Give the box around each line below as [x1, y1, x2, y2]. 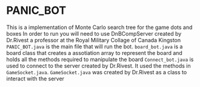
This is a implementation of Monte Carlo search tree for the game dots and [6, 24, 193, 31]
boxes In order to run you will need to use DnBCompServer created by [6, 30, 182, 37]
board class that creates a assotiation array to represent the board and [6, 49, 183, 56]
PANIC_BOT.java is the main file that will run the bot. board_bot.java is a [6, 43, 183, 50]
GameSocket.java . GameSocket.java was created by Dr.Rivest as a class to [6, 68, 187, 76]
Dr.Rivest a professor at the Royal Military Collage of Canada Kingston [6, 36, 181, 43]
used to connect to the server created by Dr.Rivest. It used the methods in [6, 62, 191, 69]
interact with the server [6, 75, 65, 82]
